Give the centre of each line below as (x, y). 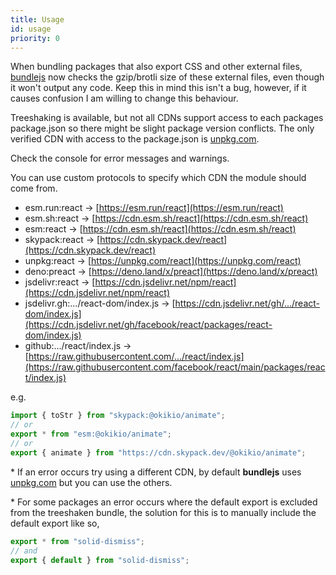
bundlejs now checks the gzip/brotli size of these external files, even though (167, 77)
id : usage (31, 29)
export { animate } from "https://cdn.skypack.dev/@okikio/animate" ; (158, 452)
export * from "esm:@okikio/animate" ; (91, 434)
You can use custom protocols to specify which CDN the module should (158, 178)
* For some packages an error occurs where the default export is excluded (164, 502)
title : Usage (37, 19)
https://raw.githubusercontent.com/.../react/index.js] (136, 357)
